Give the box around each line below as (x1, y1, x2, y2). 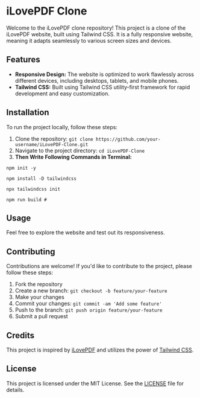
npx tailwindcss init (6, 186, 61, 192)
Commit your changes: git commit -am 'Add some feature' (14, 300, 163, 307)
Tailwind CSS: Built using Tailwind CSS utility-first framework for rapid (14, 83, 190, 91)
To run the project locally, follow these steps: (6, 123, 117, 130)
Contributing (6, 246, 55, 257)
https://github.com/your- (95, 136, 161, 143)
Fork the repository (14, 281, 63, 288)
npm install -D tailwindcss (6, 175, 77, 182)
